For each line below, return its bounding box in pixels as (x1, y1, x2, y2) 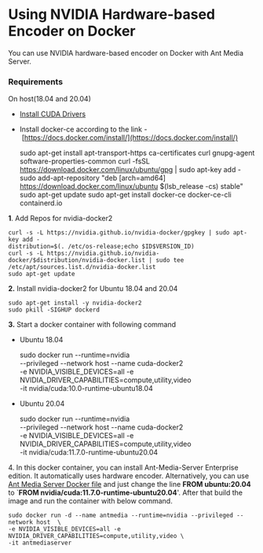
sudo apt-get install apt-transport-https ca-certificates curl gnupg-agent (19, 148, 255, 158)
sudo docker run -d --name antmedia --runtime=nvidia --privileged (8, 511, 234, 520)
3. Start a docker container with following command (8, 320, 177, 330)
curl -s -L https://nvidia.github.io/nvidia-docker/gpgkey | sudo (8, 229, 230, 237)
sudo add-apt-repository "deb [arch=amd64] (19, 173, 166, 182)
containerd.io (19, 198, 63, 208)
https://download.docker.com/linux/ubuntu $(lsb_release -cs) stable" (19, 182, 243, 191)
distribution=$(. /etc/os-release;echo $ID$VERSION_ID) (8, 242, 195, 251)
